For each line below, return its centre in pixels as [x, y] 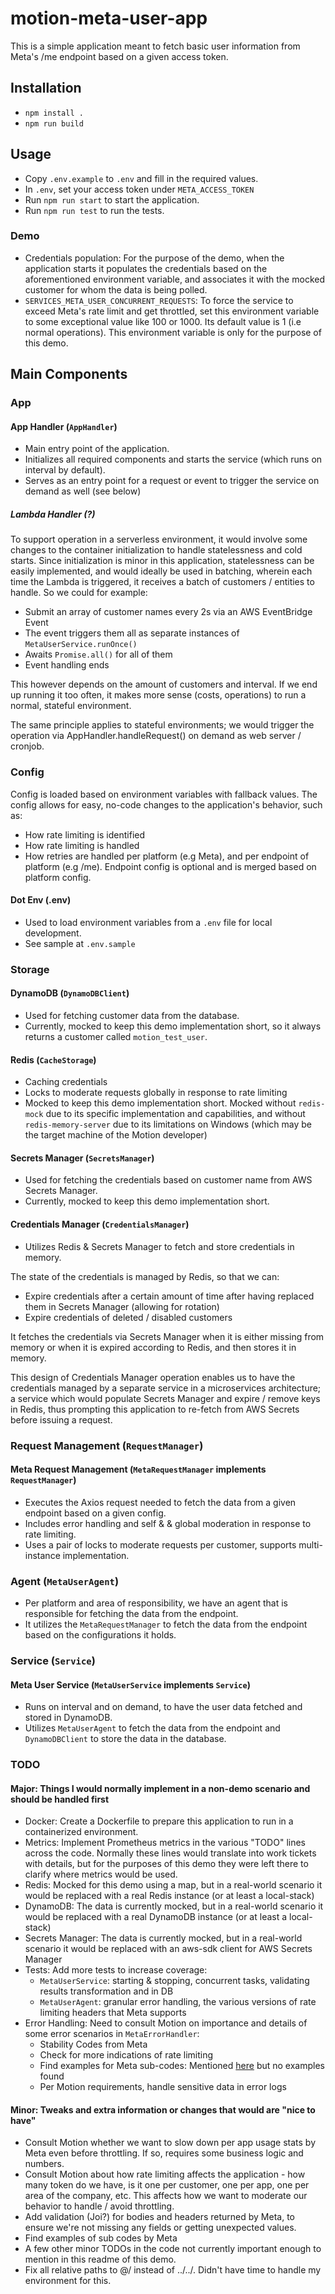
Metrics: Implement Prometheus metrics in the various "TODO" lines [165, 1843]
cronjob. [27, 746]
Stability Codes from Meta [93, 2044]
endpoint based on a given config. [95, 1513]
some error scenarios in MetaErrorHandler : [112, 2034]
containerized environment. [81, 1832]
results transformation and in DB [106, 1991]
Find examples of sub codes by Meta [101, 2238]
